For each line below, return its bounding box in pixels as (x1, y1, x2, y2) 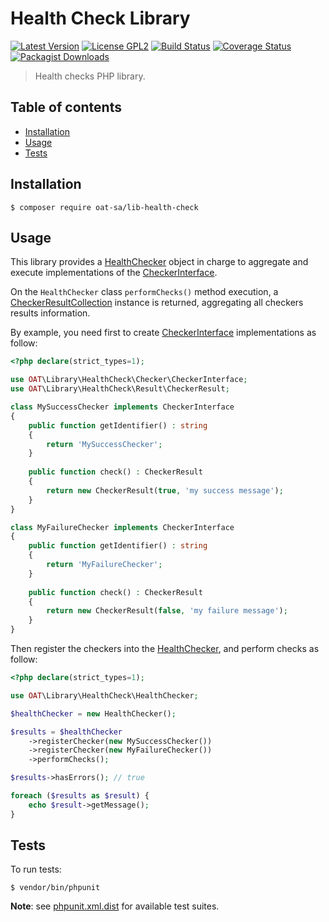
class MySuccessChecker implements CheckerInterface (10, 402, 235, 412)
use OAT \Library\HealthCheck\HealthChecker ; (10, 690, 199, 701)
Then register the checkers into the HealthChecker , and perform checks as (10, 643, 320, 654)
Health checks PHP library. (34, 70, 146, 82)
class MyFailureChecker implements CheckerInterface (10, 522, 235, 532)
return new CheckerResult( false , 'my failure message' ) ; (46, 606, 288, 616)
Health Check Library (10, 7, 191, 30)
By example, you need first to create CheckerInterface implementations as (10, 327, 317, 339)
